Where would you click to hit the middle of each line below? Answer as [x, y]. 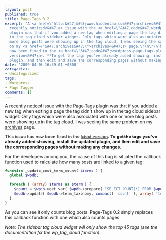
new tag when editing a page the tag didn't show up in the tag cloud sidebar [83, 111]
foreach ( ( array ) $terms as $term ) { [51, 185]
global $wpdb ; [24, 175]
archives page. [20, 127]
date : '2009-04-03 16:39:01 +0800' [42, 65]
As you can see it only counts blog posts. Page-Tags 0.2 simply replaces [79, 212]
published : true [22, 14]
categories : [17, 69]
